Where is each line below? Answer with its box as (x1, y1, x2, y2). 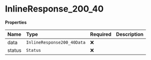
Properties (5, 19, 27, 25)
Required (90, 30, 112, 37)
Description (116, 30, 144, 37)
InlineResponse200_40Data (26, 40, 86, 45)
